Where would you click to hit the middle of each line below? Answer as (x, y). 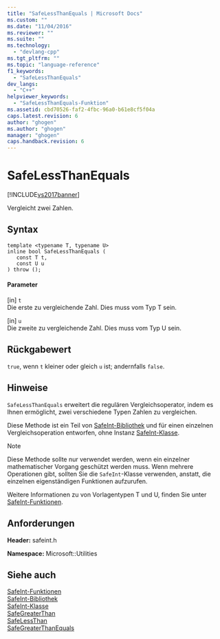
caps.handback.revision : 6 (46, 142)
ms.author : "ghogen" (37, 129)
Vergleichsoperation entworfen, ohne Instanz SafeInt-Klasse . (93, 432)
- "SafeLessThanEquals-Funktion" (61, 103)
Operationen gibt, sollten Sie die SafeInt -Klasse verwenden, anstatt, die (109, 474)
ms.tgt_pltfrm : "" (33, 59)
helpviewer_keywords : (38, 97)
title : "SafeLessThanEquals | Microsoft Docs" (75, 13)
